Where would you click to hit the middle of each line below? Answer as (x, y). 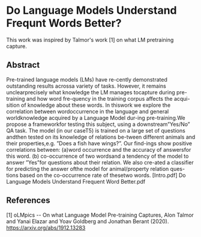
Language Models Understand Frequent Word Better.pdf (76, 181)
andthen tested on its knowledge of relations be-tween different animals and (101, 137)
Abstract (23, 65)
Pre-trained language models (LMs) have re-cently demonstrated (87, 79)
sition (13, 105)
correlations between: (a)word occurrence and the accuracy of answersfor (99, 149)
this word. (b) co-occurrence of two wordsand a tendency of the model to (97, 156)
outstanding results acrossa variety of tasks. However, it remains (86, 86)
